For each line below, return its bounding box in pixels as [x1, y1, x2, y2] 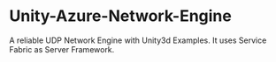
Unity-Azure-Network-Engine [9, 6, 232, 26]
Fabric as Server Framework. [9, 44, 115, 54]
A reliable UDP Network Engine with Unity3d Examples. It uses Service [9, 35, 267, 45]
